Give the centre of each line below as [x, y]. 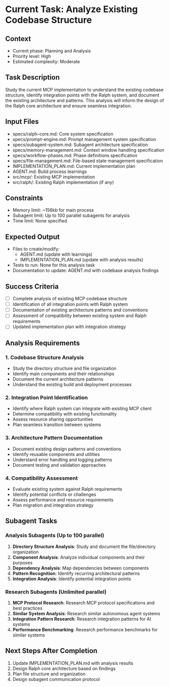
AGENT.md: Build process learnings [50, 171]
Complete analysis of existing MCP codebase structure [70, 299]
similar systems [29, 635]
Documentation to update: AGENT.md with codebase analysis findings [86, 270]
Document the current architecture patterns [58, 379]
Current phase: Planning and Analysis [51, 51]
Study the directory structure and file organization [65, 369]
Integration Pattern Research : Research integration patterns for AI [82, 619]
